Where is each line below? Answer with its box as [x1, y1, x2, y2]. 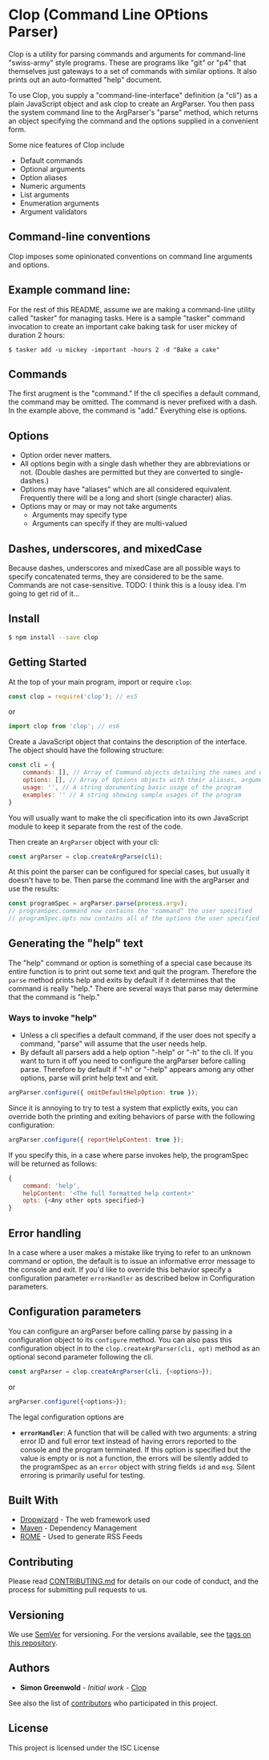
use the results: [8, 884, 60, 894]
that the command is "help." [8, 992, 100, 1001]
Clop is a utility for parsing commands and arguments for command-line [8, 49, 246, 59]
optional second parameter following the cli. [8, 1351, 154, 1362]
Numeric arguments [19, 181, 86, 190]
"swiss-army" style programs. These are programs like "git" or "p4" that [8, 58, 247, 67]
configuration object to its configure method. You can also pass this [8, 1334, 232, 1344]
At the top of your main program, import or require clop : [8, 677, 192, 686]
